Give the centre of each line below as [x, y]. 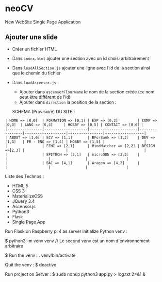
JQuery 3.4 [23, 201]
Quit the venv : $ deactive [31, 264]
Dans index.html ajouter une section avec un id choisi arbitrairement [81, 58]
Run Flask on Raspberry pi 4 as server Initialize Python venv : [66, 231]
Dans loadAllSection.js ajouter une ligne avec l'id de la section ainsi [81, 68]
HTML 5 [20, 186]
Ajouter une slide [32, 37]
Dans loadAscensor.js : [35, 82]
